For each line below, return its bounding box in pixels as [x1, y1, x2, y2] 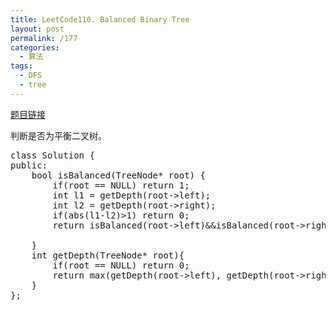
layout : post [10, 24, 65, 34]
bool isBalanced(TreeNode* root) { [31, 169, 206, 181]
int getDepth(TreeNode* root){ [31, 249, 185, 261]
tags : [10, 61, 33, 71]
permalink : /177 [10, 33, 78, 43]
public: [10, 159, 48, 171]
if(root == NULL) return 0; [52, 259, 190, 271]
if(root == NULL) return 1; [52, 179, 190, 191]
